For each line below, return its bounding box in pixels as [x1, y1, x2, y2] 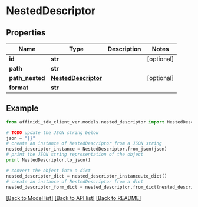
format [9, 84, 29, 92]
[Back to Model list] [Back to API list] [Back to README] [6, 195, 141, 202]
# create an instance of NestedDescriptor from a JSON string [6, 141, 162, 146]
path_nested [9, 74, 45, 82]
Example [6, 103, 39, 113]
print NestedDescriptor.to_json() [6, 157, 91, 163]
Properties [6, 28, 46, 38]
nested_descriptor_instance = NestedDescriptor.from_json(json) [6, 146, 167, 152]
